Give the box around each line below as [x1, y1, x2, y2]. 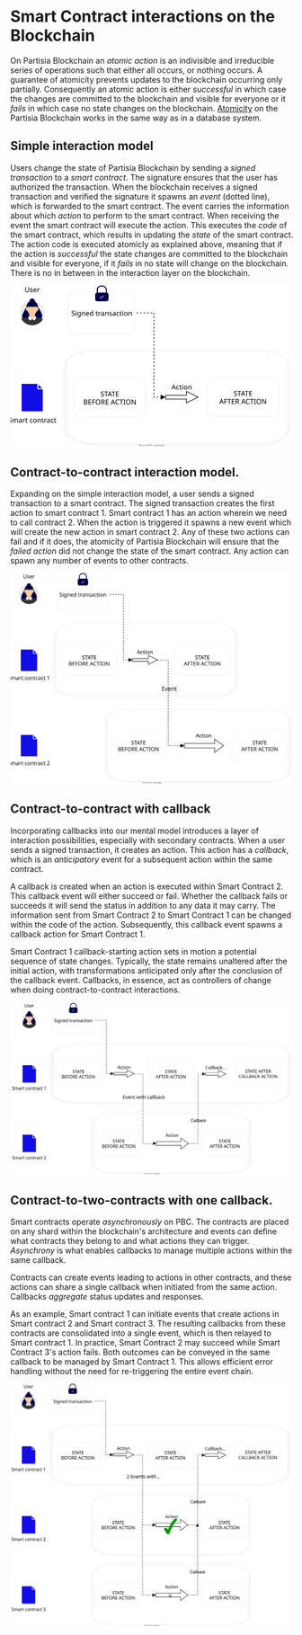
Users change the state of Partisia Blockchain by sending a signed [10, 162, 256, 173]
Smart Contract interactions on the [10, 6, 276, 27]
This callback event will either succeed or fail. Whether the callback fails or [10, 890, 289, 901]
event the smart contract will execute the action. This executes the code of [10, 219, 288, 230]
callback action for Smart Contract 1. [10, 929, 146, 939]
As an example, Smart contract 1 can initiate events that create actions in [10, 1309, 280, 1320]
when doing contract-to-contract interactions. [10, 984, 181, 995]
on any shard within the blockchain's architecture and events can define [10, 1226, 278, 1237]
